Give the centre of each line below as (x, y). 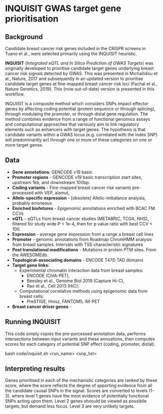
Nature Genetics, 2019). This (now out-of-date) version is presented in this (80, 89)
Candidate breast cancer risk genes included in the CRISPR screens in (75, 48)
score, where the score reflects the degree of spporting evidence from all (79, 386)
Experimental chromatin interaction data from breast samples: (81, 270)
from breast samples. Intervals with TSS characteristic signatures (78, 245)
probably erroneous (32, 203)
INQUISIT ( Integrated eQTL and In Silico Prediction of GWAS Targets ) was (79, 63)
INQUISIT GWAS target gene (63, 9)
